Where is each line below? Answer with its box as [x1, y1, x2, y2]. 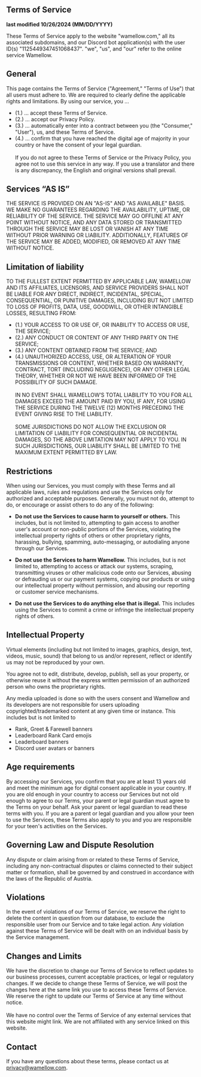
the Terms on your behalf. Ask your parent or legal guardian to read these [6, 803, 187, 811]
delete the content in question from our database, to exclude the [6, 914, 165, 922]
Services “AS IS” [6, 184, 70, 194]
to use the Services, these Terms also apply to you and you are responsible [6, 816, 192, 823]
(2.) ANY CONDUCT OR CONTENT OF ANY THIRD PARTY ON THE [14, 334, 179, 341]
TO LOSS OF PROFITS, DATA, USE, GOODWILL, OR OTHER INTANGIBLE [6, 303, 184, 311]
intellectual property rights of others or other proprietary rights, [14, 532, 171, 539]
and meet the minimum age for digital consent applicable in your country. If [6, 784, 191, 791]
